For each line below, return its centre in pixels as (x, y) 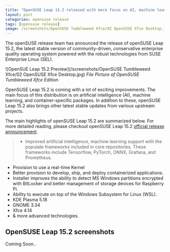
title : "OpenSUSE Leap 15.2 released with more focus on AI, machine (80, 10)
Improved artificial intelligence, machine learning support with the (94, 142)
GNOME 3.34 (26, 205)
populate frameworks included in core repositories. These (86, 147)
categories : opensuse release (37, 19)
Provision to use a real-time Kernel (49, 167)
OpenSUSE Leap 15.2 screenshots (60, 232)
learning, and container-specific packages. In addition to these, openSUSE (83, 100)
